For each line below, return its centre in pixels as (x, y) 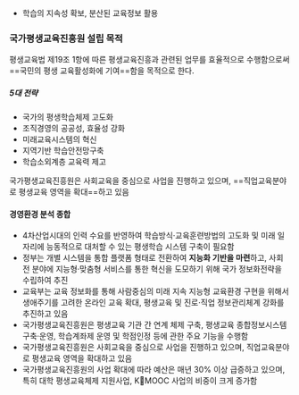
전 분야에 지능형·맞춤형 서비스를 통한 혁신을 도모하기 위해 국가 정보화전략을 (152, 269)
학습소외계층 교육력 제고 (64, 162)
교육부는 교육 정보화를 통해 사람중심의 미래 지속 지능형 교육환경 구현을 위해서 (156, 291)
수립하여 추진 (45, 281)
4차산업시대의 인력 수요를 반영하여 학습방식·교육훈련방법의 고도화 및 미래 (149, 236)
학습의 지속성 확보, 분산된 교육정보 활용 (90, 13)
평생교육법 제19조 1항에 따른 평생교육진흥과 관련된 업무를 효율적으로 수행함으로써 (149, 60)
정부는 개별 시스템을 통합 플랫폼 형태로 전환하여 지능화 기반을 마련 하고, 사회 (153, 258)
